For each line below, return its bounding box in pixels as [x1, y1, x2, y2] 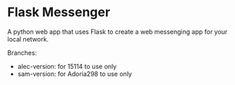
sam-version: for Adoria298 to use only [17, 70, 133, 78]
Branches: [7, 48, 37, 57]
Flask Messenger [7, 4, 111, 20]
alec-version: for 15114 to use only [17, 62, 117, 70]
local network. [7, 34, 49, 43]
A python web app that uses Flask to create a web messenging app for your [7, 27, 228, 36]
